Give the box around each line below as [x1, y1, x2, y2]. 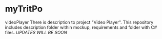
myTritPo [5, 3, 43, 14]
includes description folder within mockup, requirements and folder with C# [5, 24, 157, 30]
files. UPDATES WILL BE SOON [5, 29, 67, 35]
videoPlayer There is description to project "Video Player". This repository [5, 19, 154, 25]
